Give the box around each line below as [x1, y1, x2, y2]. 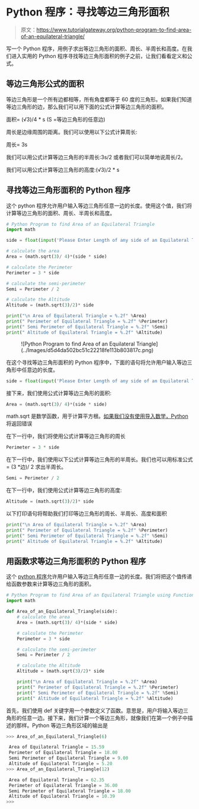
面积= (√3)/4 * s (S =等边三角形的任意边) [6, 116, 105, 123]
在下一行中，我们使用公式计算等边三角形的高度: [6, 487, 123, 494]
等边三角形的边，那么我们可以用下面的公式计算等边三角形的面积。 [6, 103, 167, 110]
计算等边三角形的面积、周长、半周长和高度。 [6, 209, 115, 216]
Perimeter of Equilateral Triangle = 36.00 [8, 782, 118, 788]
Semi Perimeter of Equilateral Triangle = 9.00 [8, 755, 129, 762]
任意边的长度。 [21, 366, 58, 373]
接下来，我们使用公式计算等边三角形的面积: [6, 389, 112, 396]
